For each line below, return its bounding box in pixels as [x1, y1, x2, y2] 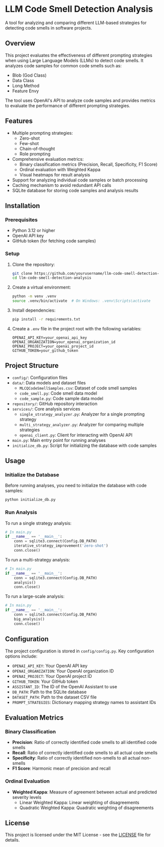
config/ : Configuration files [12, 375, 68, 380]
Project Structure [5, 361, 59, 370]
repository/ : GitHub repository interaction [12, 401, 98, 407]
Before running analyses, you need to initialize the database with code [5, 483, 147, 489]
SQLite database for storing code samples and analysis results [12, 187, 139, 193]
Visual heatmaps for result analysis [19, 172, 91, 177]
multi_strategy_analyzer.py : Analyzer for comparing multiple [19, 421, 144, 427]
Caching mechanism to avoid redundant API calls [12, 182, 112, 188]
